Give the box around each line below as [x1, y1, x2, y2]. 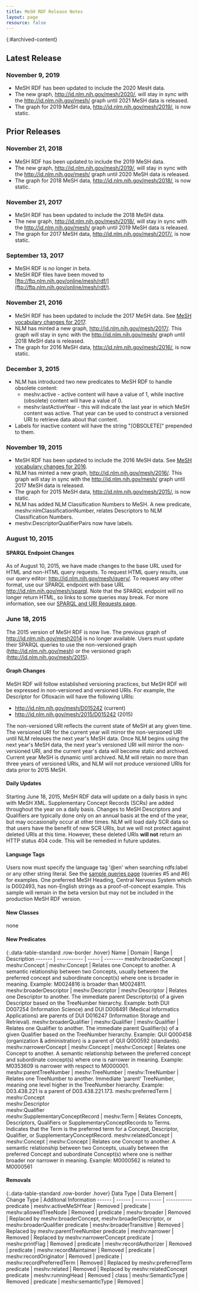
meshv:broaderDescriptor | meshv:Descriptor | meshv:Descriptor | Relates [6, 986, 187, 993]
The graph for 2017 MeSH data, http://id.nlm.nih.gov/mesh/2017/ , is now [14, 231, 191, 238]
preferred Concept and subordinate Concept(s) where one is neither [6, 1151, 173, 1158]
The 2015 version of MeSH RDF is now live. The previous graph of [6, 628, 167, 635]
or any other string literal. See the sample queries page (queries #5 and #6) [6, 870, 190, 877]
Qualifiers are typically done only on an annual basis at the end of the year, [6, 812, 189, 819]
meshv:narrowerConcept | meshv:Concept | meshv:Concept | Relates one [6, 1043, 186, 1050]
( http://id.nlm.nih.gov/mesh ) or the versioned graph [6, 647, 131, 654]
